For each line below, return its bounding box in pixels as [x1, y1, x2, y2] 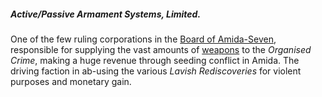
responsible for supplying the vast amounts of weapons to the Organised [10, 43, 312, 55]
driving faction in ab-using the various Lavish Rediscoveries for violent [10, 65, 302, 77]
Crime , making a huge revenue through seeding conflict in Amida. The [10, 54, 300, 66]
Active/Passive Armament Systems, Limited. [10, 8, 202, 20]
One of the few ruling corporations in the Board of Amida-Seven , [10, 33, 277, 45]
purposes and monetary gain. [10, 75, 132, 87]
